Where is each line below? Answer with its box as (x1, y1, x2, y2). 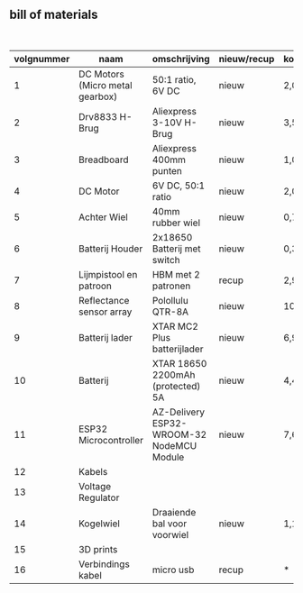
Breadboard (78, 153, 129, 166)
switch (151, 253, 180, 266)
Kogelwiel (78, 517, 120, 530)
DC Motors (78, 68, 124, 80)
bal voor (151, 517, 188, 530)
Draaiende (151, 506, 197, 518)
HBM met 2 (151, 268, 200, 280)
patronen (151, 279, 191, 292)
